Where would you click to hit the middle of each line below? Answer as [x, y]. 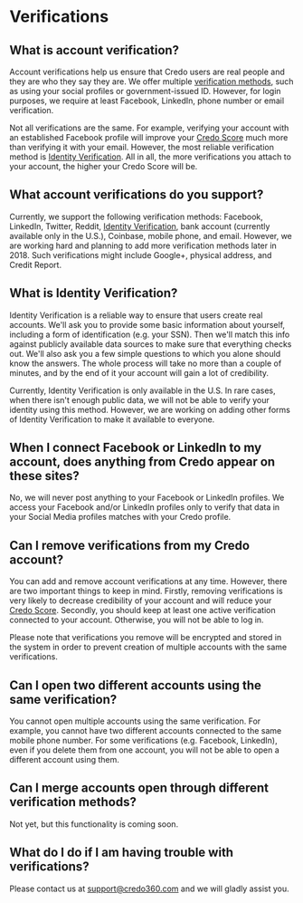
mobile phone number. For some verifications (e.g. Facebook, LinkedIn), [143, 741]
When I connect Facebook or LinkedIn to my [136, 448]
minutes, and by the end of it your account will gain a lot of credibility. [139, 372]
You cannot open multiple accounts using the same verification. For [135, 721]
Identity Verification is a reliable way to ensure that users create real [136, 315]
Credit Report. [35, 264]
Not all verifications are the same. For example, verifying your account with [149, 128]
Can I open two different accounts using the [136, 685]
